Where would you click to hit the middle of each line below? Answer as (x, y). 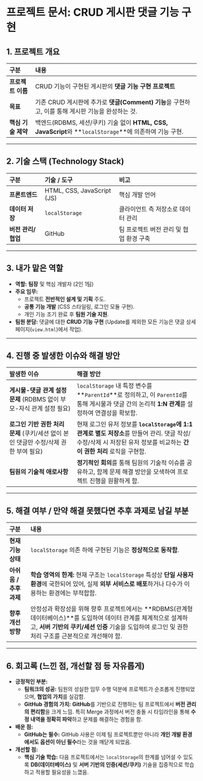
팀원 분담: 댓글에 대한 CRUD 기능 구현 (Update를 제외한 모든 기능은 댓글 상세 (105, 321)
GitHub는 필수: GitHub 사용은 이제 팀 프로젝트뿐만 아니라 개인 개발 (102, 734)
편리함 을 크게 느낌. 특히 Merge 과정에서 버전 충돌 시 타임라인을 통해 (110, 712)
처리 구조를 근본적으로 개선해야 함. (76, 636)
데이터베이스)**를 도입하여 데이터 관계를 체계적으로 (100, 618)
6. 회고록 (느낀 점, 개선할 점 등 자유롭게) (76, 666)
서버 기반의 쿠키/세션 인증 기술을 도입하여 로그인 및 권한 (114, 627)
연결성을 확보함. (116, 413)
